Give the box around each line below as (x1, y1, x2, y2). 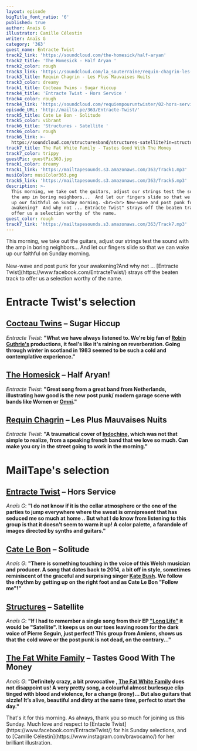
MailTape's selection (6, 464, 110, 477)
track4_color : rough (6, 96, 57, 102)
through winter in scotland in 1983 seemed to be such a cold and (6, 347, 167, 354)
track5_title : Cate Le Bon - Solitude (6, 112, 101, 118)
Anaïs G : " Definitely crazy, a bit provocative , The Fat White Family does (6, 678, 185, 685)
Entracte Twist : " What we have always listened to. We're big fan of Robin (6, 334, 186, 341)
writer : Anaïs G (6, 36, 46, 42)
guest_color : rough (6, 216, 54, 222)
